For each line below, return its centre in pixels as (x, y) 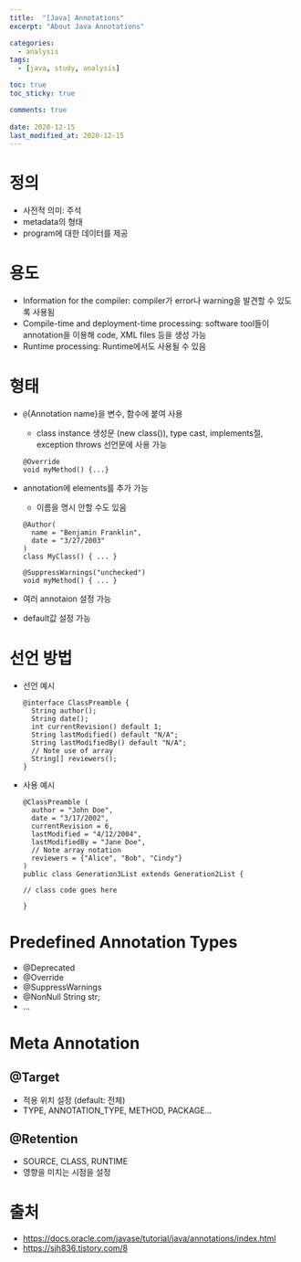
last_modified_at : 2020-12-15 (67, 135)
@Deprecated (49, 967)
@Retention (44, 1139)
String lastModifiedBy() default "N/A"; (109, 743)
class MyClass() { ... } (70, 557)
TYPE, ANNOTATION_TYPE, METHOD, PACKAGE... (117, 1110)
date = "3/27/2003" (68, 541)
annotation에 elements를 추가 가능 (85, 488)
